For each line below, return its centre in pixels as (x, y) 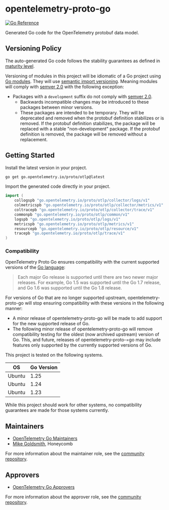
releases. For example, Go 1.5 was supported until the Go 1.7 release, (89, 283)
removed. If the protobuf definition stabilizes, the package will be (88, 123)
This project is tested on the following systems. (54, 355)
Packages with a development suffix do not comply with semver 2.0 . (82, 96)
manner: (14, 309)
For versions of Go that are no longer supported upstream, (66, 298)
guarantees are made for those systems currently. (57, 410)
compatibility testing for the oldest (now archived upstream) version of (86, 334)
